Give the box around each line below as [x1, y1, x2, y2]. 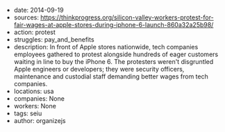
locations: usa [13, 87, 54, 95]
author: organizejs [13, 117, 66, 124]
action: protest [13, 28, 56, 36]
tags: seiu [13, 109, 42, 117]
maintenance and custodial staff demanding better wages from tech [13, 72, 208, 81]
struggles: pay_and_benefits [13, 35, 95, 44]
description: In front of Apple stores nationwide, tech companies [13, 43, 199, 51]
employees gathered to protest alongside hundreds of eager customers [13, 50, 219, 58]
